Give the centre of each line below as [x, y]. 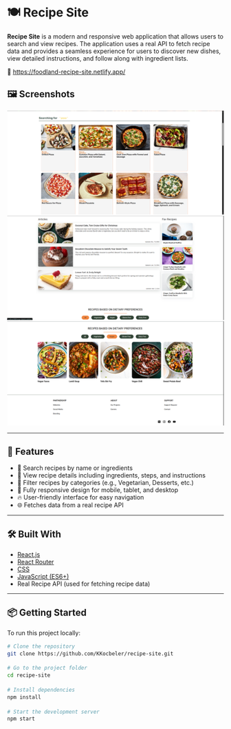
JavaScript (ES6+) [43, 576]
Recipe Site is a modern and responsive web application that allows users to [115, 36]
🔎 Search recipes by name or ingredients [75, 468]
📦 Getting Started [47, 613]
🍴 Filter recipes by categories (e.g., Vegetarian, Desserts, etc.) [105, 483]
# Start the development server [53, 712]
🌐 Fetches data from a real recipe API [70, 505]
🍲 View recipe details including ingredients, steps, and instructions [111, 475]
